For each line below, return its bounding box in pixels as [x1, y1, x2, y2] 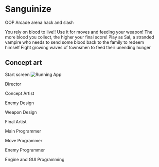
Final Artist [5, 118, 27, 125]
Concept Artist [5, 90, 35, 96]
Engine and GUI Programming [5, 156, 65, 162]
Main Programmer [5, 128, 41, 134]
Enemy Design [5, 100, 34, 106]
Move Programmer [5, 137, 43, 143]
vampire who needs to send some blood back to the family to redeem [5, 39, 144, 45]
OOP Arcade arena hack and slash [5, 19, 74, 25]
